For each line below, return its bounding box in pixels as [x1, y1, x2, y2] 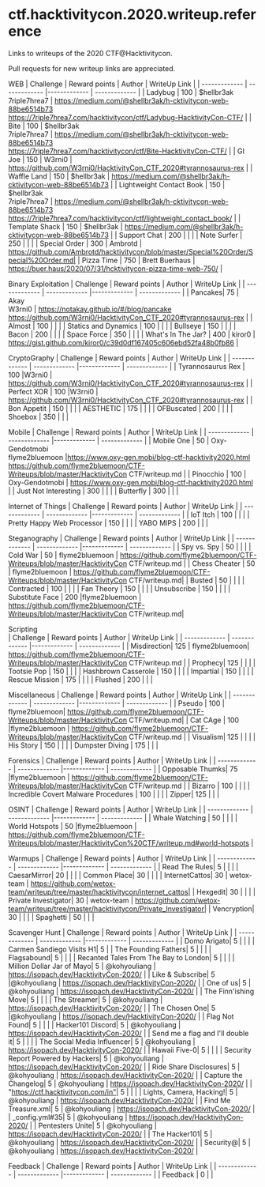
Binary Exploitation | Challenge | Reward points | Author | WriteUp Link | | [8, 279, 245, 288]
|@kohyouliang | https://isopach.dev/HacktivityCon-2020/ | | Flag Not [8, 1012, 234, 1021]
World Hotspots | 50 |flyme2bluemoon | [8, 821, 137, 831]
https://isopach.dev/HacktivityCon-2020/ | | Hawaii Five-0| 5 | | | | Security [8, 1045, 252, 1054]
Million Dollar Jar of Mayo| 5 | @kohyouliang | [8, 961, 156, 970]
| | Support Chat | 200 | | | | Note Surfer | [110, 230, 243, 239]
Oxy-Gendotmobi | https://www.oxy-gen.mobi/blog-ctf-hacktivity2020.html [8, 477, 254, 487]
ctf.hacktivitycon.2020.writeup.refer [8, 6, 256, 24]
